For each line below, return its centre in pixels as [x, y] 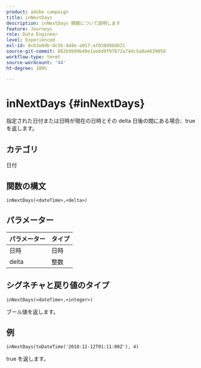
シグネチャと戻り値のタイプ [58, 285]
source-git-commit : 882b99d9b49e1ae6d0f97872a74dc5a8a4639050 [86, 51]
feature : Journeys [29, 29]
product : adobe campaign [37, 12]
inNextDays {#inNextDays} [76, 103]
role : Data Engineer [32, 34]
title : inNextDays [29, 18]
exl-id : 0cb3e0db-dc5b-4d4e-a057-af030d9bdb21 [66, 46]
